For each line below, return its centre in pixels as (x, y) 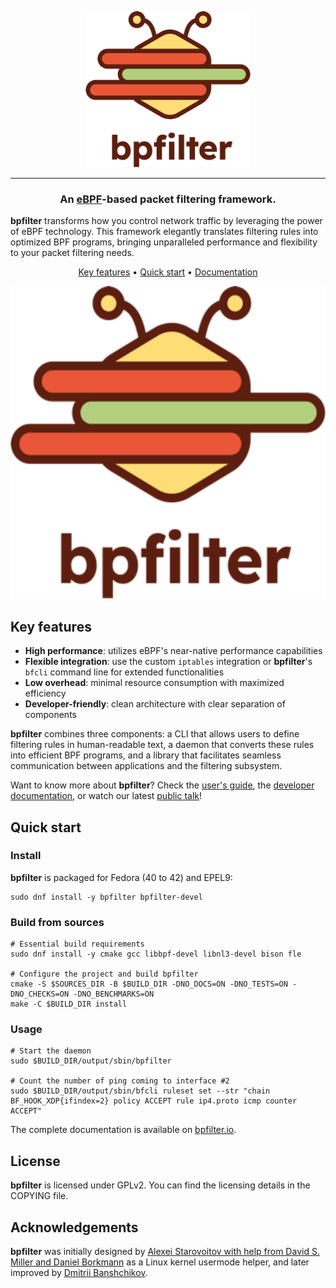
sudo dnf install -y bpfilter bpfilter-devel (106, 897)
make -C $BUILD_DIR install (69, 1004)
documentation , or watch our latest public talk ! (106, 796)
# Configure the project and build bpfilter (104, 974)
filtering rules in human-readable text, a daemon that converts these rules (162, 745)
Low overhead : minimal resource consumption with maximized (154, 683)
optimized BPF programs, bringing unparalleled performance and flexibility (164, 242)
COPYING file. (39, 1196)
